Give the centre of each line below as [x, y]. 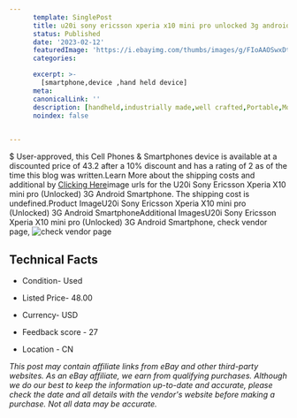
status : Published [66, 34]
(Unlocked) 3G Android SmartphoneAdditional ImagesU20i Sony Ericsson [143, 213]
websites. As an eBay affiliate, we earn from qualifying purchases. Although [148, 376]
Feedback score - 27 [60, 331]
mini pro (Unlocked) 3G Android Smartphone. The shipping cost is [129, 194]
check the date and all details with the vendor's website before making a [142, 394]
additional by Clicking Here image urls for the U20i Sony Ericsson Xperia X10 [148, 185]
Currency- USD [50, 315]
